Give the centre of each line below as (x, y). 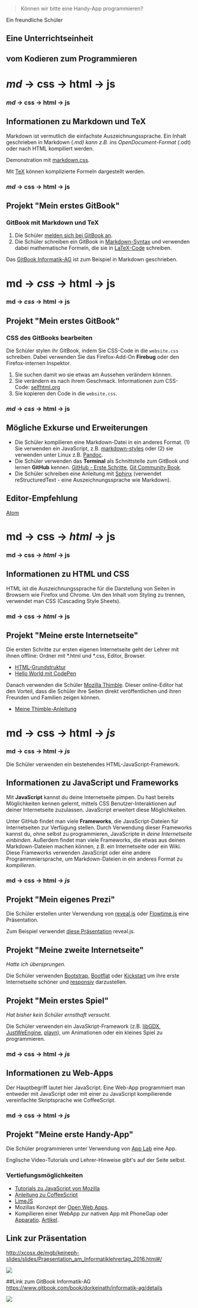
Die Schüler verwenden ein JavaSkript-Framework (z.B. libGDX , (84, 1026)
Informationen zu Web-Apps (60, 1073)
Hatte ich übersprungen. (36, 964)
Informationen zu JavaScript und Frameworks (92, 783)
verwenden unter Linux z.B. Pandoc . (59, 455)
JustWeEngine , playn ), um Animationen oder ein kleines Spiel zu (85, 1032)
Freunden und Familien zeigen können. (53, 697)
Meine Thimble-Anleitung (46, 709)
